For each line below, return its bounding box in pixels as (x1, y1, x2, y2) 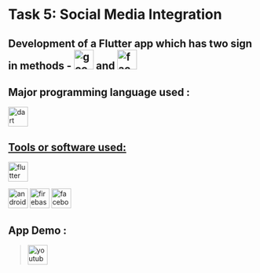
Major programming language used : (8, 85, 190, 99)
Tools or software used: (8, 140, 127, 154)
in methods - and (8, 59, 115, 72)
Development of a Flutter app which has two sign (8, 37, 253, 50)
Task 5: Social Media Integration (8, 6, 222, 24)
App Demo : (8, 223, 67, 237)
